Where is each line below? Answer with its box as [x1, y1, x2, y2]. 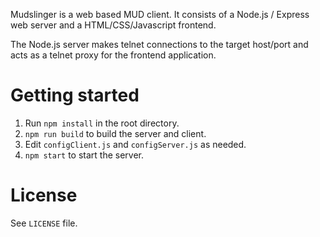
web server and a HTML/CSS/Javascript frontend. [10, 19, 217, 31]
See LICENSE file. [10, 217, 78, 229]
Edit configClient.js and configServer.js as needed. [24, 138, 247, 150]
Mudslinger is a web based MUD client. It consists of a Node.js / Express [10, 9, 310, 20]
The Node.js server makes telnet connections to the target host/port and [10, 39, 309, 50]
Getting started [10, 84, 140, 107]
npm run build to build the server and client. [24, 127, 207, 139]
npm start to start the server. [24, 149, 145, 161]
